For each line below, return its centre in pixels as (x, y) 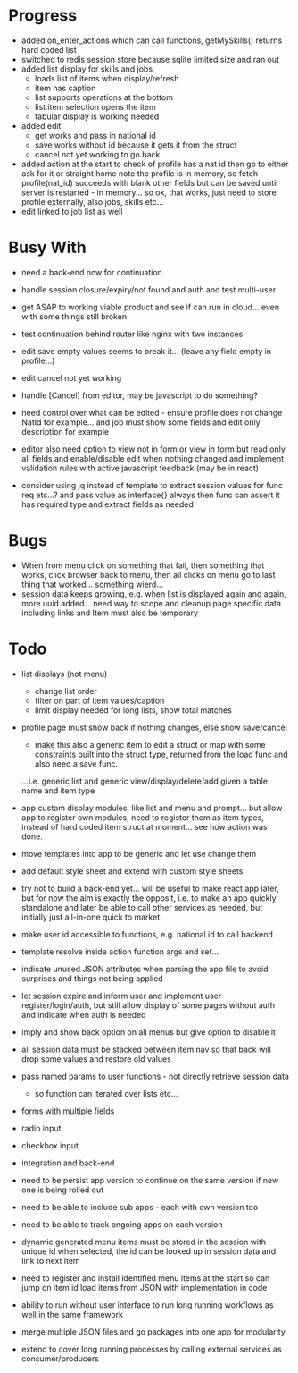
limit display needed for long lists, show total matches (133, 710)
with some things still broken (74, 316)
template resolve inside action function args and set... (120, 951)
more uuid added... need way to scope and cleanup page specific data (151, 603)
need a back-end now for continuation (91, 272)
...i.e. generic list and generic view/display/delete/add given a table (145, 781)
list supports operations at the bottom (103, 97)
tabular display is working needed (97, 116)
